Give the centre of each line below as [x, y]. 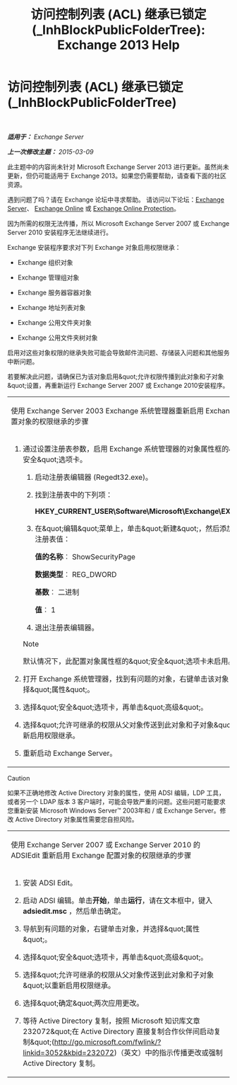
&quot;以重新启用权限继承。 [69, 985]
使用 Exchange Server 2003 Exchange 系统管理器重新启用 [108, 411]
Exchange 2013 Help [119, 45]
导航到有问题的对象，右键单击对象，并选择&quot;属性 [111, 929]
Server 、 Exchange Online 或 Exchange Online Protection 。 [94, 208]
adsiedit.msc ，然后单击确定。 [74, 911]
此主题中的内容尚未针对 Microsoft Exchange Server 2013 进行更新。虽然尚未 [118, 166]
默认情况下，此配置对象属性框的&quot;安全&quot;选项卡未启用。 [129, 661]
